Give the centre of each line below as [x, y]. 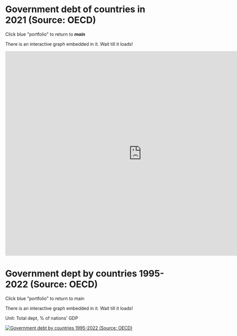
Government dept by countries [71, 274]
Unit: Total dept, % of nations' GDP [42, 318]
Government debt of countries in [75, 9]
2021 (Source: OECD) [51, 20]
